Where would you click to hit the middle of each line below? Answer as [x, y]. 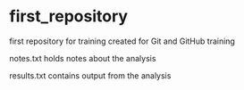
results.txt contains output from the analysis [90, 75]
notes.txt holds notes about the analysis [83, 58]
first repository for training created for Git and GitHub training [122, 41]
